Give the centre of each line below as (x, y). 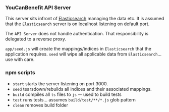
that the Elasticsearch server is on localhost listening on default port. (77, 24)
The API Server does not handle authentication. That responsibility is (77, 34)
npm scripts (20, 73)
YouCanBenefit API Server (38, 8)
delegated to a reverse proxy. (36, 39)
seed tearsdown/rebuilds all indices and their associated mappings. (82, 89)
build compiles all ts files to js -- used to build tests (67, 94)
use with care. (20, 60)
